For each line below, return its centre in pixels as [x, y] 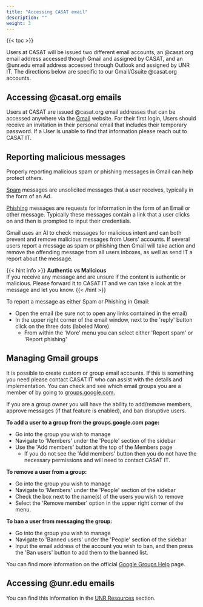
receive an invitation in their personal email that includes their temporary [97, 125]
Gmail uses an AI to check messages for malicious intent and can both [94, 233]
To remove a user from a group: [47, 471]
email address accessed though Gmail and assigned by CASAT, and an [95, 59]
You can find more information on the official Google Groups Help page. [96, 564]
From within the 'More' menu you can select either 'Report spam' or [108, 333]
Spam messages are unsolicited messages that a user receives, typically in [100, 190]
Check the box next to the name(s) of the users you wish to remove [99, 496]
